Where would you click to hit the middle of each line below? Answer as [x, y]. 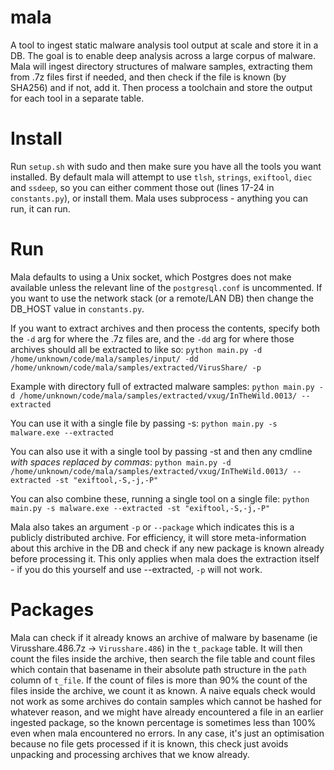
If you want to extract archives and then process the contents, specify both [165, 328]
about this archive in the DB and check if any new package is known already [167, 548]
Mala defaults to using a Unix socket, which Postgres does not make [151, 277]
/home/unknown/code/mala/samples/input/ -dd [104, 359]
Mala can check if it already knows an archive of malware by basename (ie [164, 637]
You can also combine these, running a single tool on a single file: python [160, 498]
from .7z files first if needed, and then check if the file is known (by [148, 77]
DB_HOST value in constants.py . [77, 308]
